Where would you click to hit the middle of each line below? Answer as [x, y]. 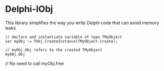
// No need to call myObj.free [34, 63]
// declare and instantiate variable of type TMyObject [64, 37]
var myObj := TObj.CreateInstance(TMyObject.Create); [62, 41]
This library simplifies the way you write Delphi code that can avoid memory [82, 23]
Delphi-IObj [29, 9]
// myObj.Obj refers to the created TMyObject [54, 50]
